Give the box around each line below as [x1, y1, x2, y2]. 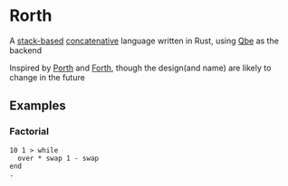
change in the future [9, 71, 86, 82]
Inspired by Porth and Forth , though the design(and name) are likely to [9, 62, 272, 73]
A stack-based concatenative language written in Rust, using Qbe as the [9, 35, 279, 46]
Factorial [9, 126, 50, 138]
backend [9, 44, 43, 55]
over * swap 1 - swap [17, 153, 100, 163]
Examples [9, 98, 66, 114]
